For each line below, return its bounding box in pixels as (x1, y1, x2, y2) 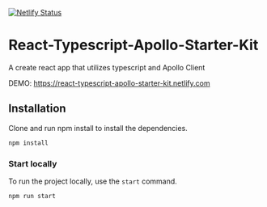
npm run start (8, 192, 57, 200)
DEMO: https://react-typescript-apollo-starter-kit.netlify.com (8, 78, 210, 88)
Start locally (8, 158, 57, 169)
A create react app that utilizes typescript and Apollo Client (8, 62, 206, 72)
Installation (8, 102, 66, 116)
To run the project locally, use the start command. (8, 176, 178, 186)
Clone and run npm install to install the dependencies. (8, 123, 188, 133)
